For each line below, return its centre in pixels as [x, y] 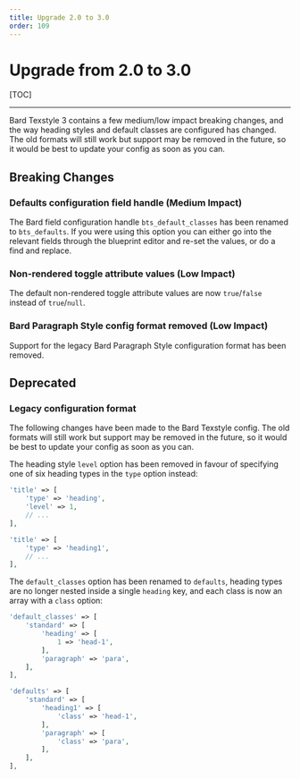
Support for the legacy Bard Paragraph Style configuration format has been [148, 345]
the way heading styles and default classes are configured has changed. [143, 130]
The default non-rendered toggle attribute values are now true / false [136, 293]
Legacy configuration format [73, 409]
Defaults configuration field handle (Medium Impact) [126, 202]
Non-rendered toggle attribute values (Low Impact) [122, 274]
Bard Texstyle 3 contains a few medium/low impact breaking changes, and [146, 121]
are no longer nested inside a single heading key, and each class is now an [146, 591]
